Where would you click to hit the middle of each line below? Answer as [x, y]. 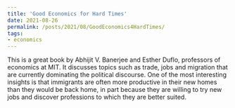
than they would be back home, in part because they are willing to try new [115, 90]
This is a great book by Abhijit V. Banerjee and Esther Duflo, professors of [114, 60]
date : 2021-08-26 [33, 20]
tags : [15, 33]
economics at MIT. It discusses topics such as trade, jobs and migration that [118, 67]
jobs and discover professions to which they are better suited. [97, 97]
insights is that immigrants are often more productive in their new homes [112, 82]
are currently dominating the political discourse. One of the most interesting [117, 75]
